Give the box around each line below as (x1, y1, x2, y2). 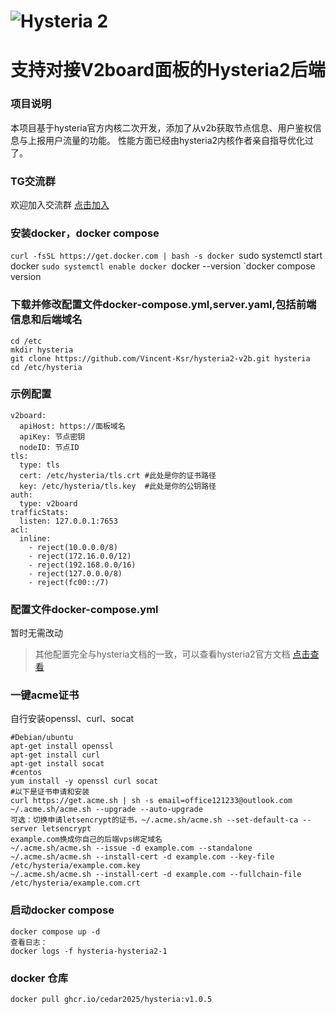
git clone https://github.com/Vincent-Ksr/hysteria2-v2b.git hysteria (10, 353, 311, 364)
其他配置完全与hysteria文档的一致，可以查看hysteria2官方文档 (34, 648, 291, 660)
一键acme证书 (10, 688, 80, 702)
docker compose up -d (10, 926, 101, 937)
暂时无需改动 (10, 627, 63, 639)
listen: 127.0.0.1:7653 (19, 516, 118, 526)
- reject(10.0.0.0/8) (28, 542, 118, 552)
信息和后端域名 (10, 313, 83, 327)
